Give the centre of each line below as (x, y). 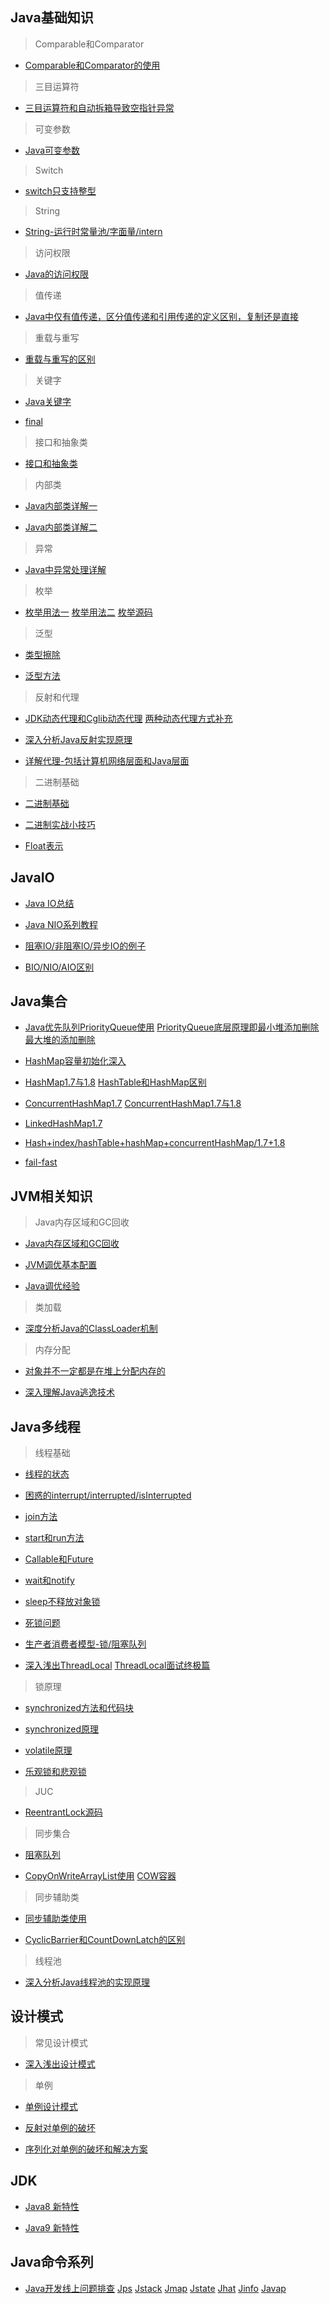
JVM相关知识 (51, 1196)
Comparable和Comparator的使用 (92, 65)
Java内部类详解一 (61, 505)
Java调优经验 (52, 1286)
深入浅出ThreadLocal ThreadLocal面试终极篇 (117, 1665)
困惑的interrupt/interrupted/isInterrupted (108, 1495)
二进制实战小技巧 (60, 824)
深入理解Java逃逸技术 (70, 1392)
